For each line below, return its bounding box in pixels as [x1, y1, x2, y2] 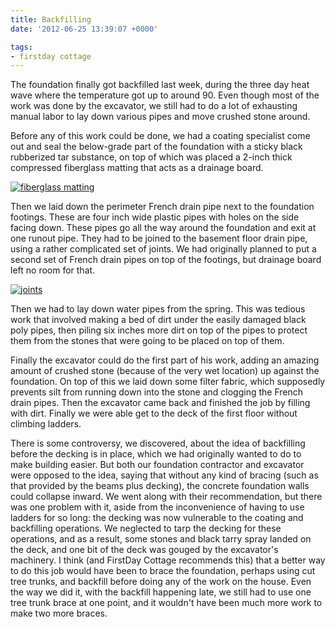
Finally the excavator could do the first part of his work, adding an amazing [10, 354, 320, 366]
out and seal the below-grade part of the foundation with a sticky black [10, 141, 303, 153]
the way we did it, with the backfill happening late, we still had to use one [10, 586, 312, 598]
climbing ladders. [10, 418, 82, 430]
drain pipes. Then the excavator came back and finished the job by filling [10, 397, 311, 409]
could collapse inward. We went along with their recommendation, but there [10, 491, 323, 503]
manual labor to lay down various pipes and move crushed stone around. [10, 111, 311, 123]
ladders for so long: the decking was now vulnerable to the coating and [10, 512, 304, 524]
